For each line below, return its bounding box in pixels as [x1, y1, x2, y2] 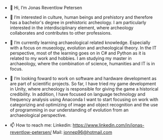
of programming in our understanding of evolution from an [9, 107, 129, 113]
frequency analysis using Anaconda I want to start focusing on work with [9, 96, 159, 102]
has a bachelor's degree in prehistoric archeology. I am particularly [9, 20, 147, 25]
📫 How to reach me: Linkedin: [9, 122, 72, 128]
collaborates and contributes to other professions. [9, 30, 112, 36]
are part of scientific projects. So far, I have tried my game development [9, 81, 157, 87]
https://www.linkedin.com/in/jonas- [72, 122, 145, 128]
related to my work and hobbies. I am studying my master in [9, 55, 132, 61]
